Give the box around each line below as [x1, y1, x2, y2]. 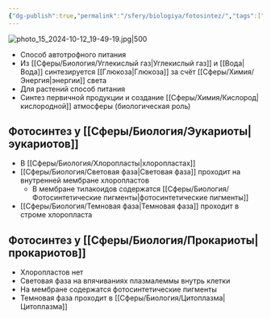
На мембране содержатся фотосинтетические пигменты [19, 284, 218, 295]
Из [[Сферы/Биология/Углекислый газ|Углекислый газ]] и [19, 58, 219, 68]
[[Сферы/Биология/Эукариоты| [83, 124, 252, 138]
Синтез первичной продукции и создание [19, 92, 165, 102]
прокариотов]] [8, 246, 86, 259]
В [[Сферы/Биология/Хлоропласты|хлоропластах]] [19, 158, 196, 168]
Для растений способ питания [19, 84, 126, 94]
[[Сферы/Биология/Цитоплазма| [114, 293, 226, 303]
